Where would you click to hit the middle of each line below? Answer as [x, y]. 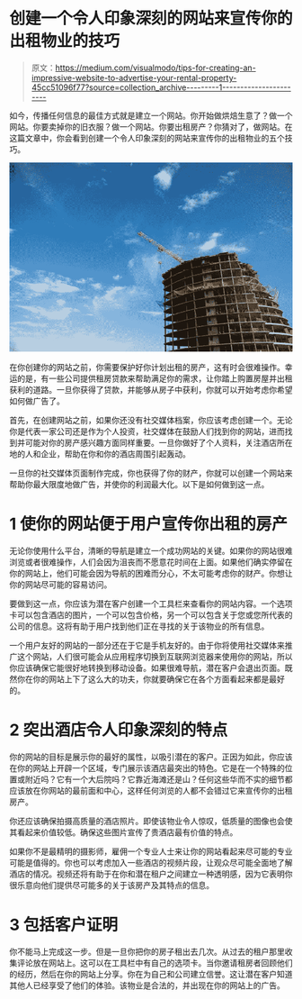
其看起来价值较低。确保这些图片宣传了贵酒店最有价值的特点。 [124, 832]
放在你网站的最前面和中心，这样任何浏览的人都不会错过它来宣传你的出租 [159, 790]
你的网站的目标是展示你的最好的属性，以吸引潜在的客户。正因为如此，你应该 [151, 757]
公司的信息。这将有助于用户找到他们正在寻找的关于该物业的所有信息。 [139, 626]
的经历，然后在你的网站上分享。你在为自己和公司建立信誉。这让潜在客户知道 [151, 974]
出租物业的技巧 [65, 41]
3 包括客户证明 [64, 925]
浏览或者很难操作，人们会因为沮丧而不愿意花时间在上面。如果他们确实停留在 [151, 562]
